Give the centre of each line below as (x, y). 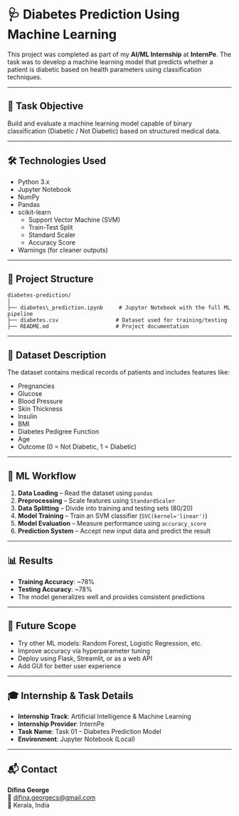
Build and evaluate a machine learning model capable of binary (100, 123)
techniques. (25, 77)
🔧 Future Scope (42, 626)
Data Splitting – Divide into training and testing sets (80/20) (105, 508)
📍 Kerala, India (28, 805)
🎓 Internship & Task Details (70, 696)
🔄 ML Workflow (42, 476)
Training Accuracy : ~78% (56, 581)
